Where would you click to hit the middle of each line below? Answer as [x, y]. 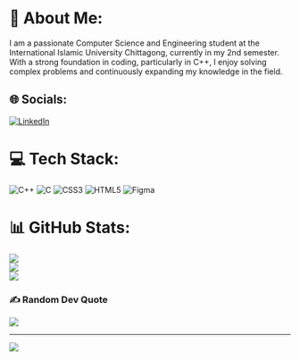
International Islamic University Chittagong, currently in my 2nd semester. [144, 52]
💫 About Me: [56, 18]
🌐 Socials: [38, 100]
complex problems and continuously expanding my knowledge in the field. [146, 71]
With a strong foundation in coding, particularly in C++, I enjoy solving [138, 62]
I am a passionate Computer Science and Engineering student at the [135, 43]
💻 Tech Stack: [64, 159]
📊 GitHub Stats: [70, 227]
